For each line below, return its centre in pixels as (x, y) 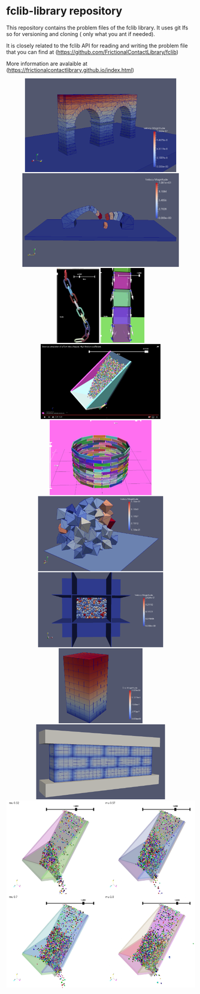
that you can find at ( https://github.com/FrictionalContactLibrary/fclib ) (92, 52)
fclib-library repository (64, 11)
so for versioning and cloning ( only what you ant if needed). (81, 34)
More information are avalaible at (47, 64)
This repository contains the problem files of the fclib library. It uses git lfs (97, 28)
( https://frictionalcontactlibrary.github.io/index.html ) (70, 70)
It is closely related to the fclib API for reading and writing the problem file (97, 46)
